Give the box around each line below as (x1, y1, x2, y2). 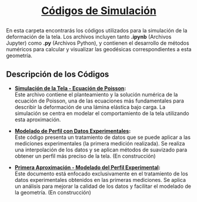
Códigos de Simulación (41, 4, 157, 18)
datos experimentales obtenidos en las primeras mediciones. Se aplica (14, 177, 186, 183)
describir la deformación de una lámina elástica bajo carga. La (14, 104, 166, 110)
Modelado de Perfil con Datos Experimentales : (14, 128, 131, 134)
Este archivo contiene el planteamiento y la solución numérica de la (14, 91, 178, 98)
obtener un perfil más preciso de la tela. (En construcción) (14, 153, 156, 160)
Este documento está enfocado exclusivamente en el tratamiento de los (14, 170, 188, 177)
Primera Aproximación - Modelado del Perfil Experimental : (14, 164, 161, 171)
